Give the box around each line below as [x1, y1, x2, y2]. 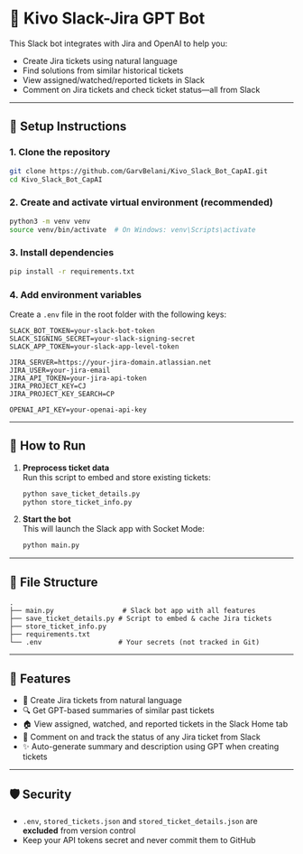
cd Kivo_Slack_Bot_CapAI [9, 175, 103, 184]
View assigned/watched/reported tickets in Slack [22, 74, 206, 85]
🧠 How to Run [9, 438, 87, 454]
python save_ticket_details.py [22, 489, 141, 498]
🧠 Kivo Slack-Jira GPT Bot [9, 8, 206, 29]
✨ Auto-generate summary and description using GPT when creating [22, 740, 280, 752]
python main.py [22, 541, 80, 550]
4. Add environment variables [9, 288, 142, 301]
